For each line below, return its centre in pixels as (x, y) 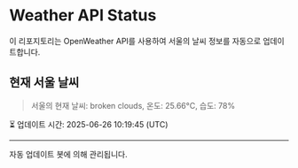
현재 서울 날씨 (44, 83)
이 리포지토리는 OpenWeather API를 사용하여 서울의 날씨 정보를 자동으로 (135, 41)
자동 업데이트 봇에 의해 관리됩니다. (68, 154)
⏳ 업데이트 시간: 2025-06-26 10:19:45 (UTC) (89, 124)
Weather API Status (83, 15)
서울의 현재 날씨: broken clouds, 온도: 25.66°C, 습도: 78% (133, 105)
